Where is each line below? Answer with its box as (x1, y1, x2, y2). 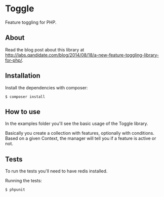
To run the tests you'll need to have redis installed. (5, 168, 108, 174)
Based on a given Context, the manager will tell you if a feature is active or (5, 135, 157, 141)
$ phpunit (5, 187, 26, 193)
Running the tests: (5, 178, 42, 184)
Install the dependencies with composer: (5, 84, 88, 90)
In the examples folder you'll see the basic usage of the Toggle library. (5, 120, 148, 126)
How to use (5, 107, 41, 116)
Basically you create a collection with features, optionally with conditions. (5, 130, 155, 136)
